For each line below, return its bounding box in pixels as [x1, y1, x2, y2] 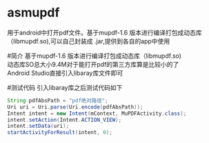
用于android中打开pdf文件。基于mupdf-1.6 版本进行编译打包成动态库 [7, 28, 202, 36]
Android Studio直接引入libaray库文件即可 [7, 69, 123, 77]
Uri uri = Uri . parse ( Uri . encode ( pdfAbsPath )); [7, 103, 143, 111]
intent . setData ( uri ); [7, 122, 70, 130]
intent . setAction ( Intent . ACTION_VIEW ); [7, 116, 122, 123]
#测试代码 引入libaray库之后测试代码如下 [7, 83, 123, 91]
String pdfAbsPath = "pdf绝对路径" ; [7, 97, 108, 104]
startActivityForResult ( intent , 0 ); [7, 129, 112, 136]
